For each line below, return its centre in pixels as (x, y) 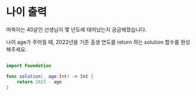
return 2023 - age (39, 82)
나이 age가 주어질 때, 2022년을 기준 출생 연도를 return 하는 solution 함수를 (93, 42)
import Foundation (29, 65)
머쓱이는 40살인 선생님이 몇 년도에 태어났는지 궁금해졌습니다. (76, 29)
